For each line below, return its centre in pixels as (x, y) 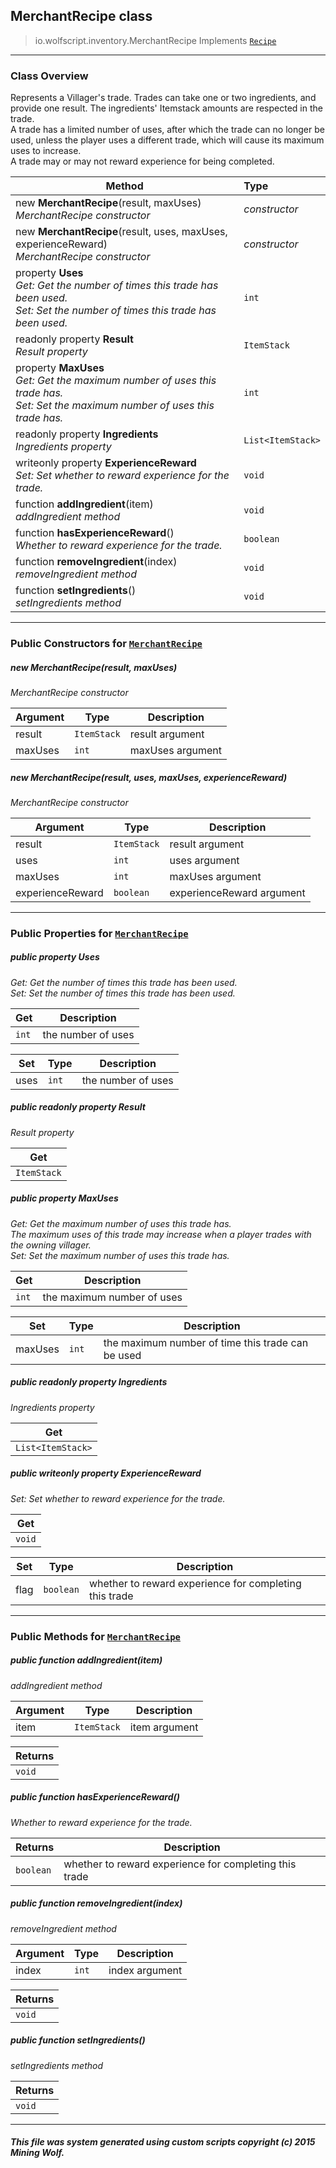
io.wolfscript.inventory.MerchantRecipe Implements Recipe (155, 40)
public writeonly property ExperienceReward (106, 1473)
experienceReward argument (237, 892)
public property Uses (55, 957)
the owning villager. (51, 1245)
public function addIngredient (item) (86, 1660)
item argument (164, 1727)
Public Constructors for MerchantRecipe (106, 644)
